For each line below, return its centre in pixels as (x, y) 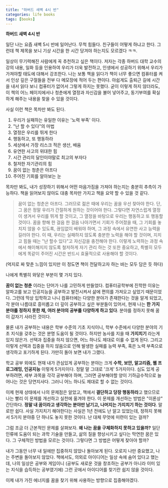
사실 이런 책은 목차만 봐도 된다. (36, 109)
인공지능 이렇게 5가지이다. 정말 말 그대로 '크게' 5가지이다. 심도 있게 (89, 369)
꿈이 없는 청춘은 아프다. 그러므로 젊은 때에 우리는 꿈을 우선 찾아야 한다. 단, (90, 204)
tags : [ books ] (20, 19)
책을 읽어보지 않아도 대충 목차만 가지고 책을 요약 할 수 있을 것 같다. (85, 193)
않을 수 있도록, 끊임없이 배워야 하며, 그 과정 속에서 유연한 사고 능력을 (94, 229)
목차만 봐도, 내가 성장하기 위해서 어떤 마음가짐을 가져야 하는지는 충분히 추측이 (81, 187)
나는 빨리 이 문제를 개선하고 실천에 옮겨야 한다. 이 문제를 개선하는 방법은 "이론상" (84, 399)
